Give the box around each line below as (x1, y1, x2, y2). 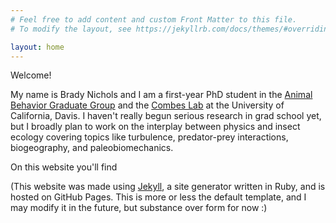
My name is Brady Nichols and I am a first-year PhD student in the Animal (10, 89, 313, 101)
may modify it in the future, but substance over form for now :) (10, 202, 268, 214)
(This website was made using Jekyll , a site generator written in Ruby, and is (10, 181, 326, 193)
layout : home (10, 42, 65, 52)
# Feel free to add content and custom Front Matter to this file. (10, 14, 298, 25)
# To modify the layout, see (10, 24, 132, 34)
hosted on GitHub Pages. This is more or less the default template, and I (10, 191, 307, 203)
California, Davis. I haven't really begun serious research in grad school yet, (10, 110, 322, 122)
